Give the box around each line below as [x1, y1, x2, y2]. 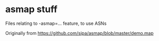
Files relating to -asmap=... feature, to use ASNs [5, 20, 107, 26]
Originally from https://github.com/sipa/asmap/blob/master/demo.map [5, 30, 154, 36]
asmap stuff [5, 4, 58, 15]
